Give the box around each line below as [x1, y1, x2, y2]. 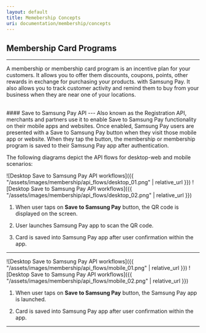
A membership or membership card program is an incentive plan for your [6, 65, 191, 72]
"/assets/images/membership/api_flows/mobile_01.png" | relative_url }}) [6, 264, 188, 272]
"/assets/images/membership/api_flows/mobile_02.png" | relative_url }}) [6, 277, 189, 285]
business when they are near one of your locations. [6, 91, 136, 99]
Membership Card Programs [6, 43, 117, 53]
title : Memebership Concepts [6, 15, 81, 21]
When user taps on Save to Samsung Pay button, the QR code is [15, 203, 179, 211]
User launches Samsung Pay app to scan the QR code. [15, 222, 154, 230]
